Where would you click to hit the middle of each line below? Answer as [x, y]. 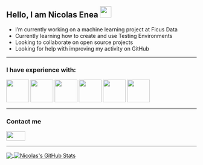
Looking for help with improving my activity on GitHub [82, 48]
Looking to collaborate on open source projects [74, 42]
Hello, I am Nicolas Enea [52, 15]
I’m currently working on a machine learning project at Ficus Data [96, 29]
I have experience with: [41, 70]
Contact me [24, 122]
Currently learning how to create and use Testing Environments [94, 36]
